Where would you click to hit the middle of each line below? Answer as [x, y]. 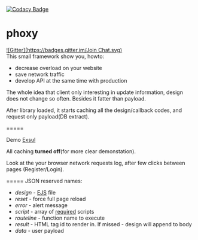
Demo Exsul [21, 139]
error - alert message [41, 205]
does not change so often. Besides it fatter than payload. [76, 98]
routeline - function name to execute [60, 218]
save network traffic [39, 74]
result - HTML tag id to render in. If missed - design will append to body [103, 224]
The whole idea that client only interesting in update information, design [95, 92]
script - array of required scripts [54, 211]
